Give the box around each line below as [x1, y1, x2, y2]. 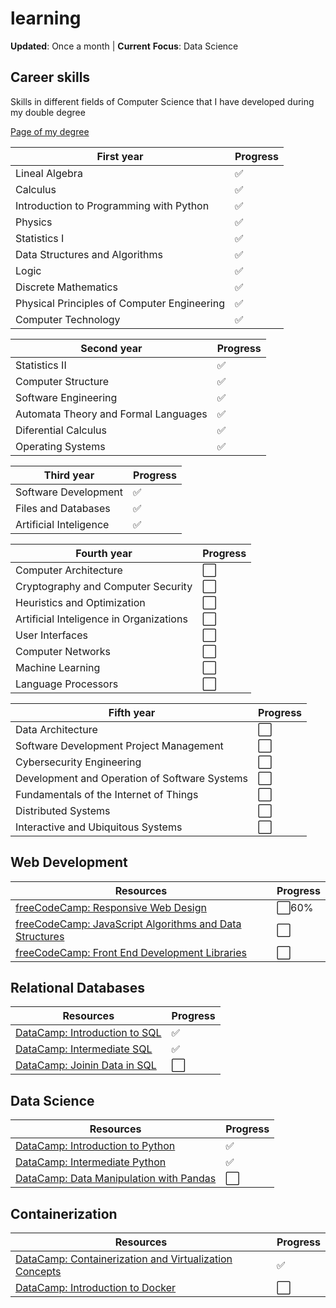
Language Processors [15, 677, 119, 691]
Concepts [15, 1265, 62, 1278]
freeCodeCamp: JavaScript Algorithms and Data [15, 917, 242, 931]
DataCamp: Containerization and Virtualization [15, 1252, 233, 1266]
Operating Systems [15, 439, 106, 453]
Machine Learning [15, 660, 101, 674]
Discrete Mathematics [15, 280, 118, 294]
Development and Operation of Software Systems [15, 771, 249, 785]
